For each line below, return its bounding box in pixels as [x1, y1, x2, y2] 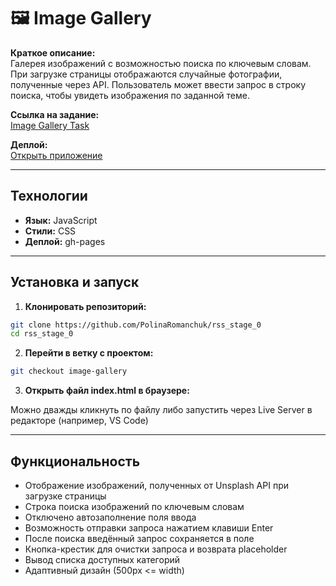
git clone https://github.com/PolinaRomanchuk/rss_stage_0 [10, 320, 262, 330]
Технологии [10, 188, 88, 205]
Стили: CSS [24, 225, 77, 237]
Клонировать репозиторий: [24, 300, 147, 312]
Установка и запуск [10, 274, 140, 291]
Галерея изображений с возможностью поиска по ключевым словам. [10, 57, 312, 69]
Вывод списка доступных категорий [24, 554, 181, 565]
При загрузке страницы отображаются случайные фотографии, [10, 68, 283, 80]
